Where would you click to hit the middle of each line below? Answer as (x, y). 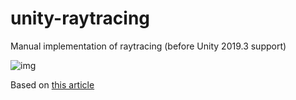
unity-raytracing (80, 18)
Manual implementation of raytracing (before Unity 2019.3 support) (148, 46)
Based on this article (52, 84)
